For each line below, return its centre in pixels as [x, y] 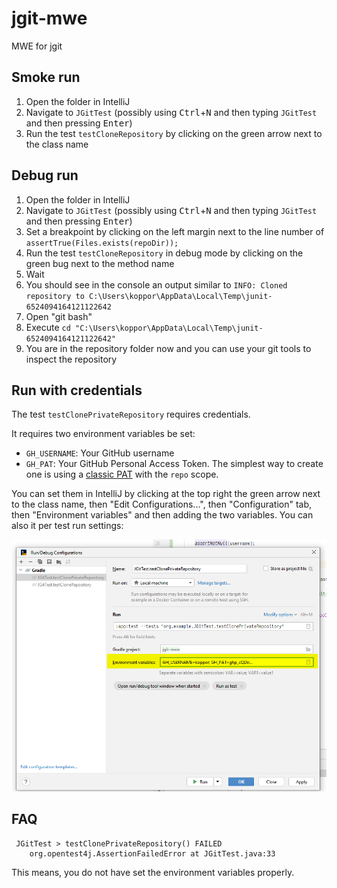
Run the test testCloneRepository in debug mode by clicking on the [164, 253]
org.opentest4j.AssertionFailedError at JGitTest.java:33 [152, 853]
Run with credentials [77, 390]
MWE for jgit [37, 46]
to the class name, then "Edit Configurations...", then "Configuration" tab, [162, 504]
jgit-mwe [49, 18]
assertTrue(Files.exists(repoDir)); [102, 243]
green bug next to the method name [100, 263]
